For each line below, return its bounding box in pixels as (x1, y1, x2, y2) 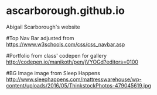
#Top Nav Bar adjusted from (6, 34, 74, 41)
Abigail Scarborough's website (6, 23, 80, 30)
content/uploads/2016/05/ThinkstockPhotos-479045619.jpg (6, 82, 151, 89)
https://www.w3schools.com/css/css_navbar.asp (6, 41, 125, 48)
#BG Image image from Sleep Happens (6, 69, 101, 76)
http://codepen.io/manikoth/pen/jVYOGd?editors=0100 (6, 58, 139, 65)
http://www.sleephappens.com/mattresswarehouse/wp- (6, 76, 142, 83)
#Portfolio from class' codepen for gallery (6, 52, 107, 59)
